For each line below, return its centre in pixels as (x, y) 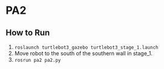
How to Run (28, 33)
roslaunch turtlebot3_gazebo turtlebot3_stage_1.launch (86, 47)
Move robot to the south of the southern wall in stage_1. (83, 53)
